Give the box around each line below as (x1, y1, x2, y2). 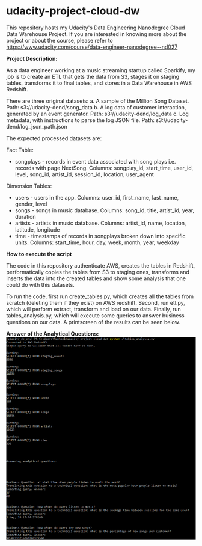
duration (14, 213, 36, 220)
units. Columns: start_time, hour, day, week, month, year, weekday (14, 239, 179, 246)
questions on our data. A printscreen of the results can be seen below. (6, 318, 180, 325)
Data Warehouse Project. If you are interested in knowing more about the (6, 30, 187, 37)
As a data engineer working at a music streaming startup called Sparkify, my (6, 66, 195, 73)
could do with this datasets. (6, 281, 75, 288)
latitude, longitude (14, 225, 60, 233)
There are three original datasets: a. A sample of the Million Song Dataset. (6, 97, 189, 105)
